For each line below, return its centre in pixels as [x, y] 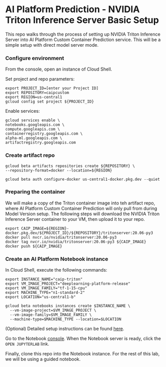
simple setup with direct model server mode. [52, 45]
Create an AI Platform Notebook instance [57, 259]
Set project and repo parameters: [40, 79]
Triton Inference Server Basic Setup [82, 20]
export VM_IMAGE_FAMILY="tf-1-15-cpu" [46, 288]
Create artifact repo [30, 155]
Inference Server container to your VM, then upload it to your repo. [75, 219]
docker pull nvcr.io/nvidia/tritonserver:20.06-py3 [61, 237]
